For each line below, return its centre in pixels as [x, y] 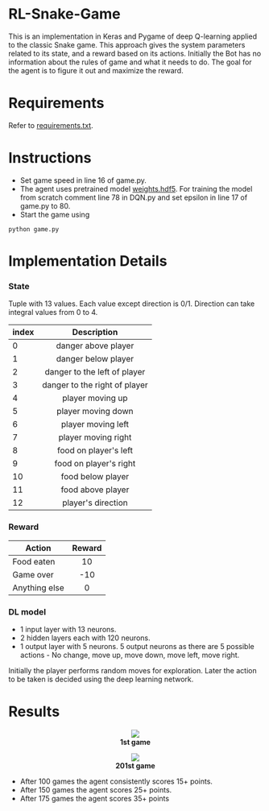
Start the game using [55, 214]
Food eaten [34, 561]
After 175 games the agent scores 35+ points [95, 798]
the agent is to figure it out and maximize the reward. [96, 70]
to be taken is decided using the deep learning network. [101, 679]
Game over [33, 574]
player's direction [95, 503]
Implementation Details [88, 261]
